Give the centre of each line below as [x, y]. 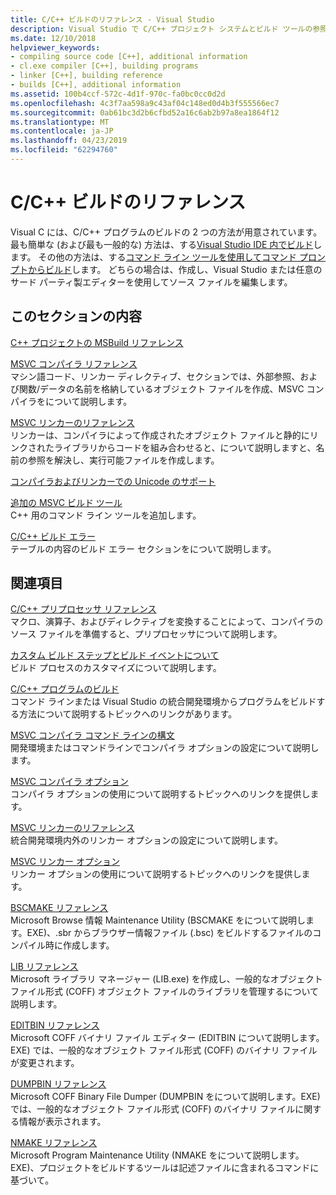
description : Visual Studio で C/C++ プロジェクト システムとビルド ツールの [161, 29]
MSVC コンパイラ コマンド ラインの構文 [92, 735]
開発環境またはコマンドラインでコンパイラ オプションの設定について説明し [165, 748]
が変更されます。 [45, 1063]
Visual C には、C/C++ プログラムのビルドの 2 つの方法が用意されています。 [166, 232]
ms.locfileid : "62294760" [64, 150]
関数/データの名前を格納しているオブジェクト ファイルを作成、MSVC [161, 388]
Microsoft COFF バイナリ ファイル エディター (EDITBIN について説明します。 [167, 1038]
